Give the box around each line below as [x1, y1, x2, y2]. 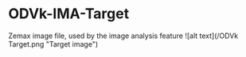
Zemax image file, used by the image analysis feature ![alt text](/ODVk [8, 31, 239, 40]
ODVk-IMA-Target [8, 5, 130, 23]
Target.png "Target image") [8, 39, 99, 48]
